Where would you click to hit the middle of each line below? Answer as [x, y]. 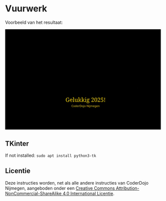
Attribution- [128, 188]
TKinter [17, 143]
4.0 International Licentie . [88, 193]
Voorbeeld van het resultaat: [34, 22]
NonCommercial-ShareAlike [33, 193]
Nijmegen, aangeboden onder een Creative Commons [60, 188]
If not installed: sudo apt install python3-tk [51, 155]
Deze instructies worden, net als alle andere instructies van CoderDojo [77, 183]
